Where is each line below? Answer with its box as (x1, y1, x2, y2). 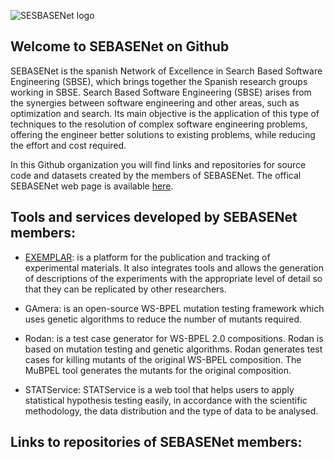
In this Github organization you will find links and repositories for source (10, 158, 307, 170)
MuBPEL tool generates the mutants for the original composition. (24, 364, 292, 376)
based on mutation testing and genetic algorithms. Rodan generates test (24, 343, 323, 355)
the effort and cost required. (10, 139, 127, 151)
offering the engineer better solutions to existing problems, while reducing (10, 128, 316, 140)
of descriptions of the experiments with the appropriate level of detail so (24, 272, 323, 284)
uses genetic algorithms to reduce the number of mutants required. (24, 313, 303, 325)
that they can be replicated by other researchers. (24, 283, 227, 295)
